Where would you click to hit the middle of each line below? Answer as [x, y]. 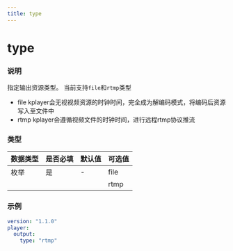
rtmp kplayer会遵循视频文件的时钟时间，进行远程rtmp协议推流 [106, 120]
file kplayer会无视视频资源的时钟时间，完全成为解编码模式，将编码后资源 [121, 102]
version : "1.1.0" [32, 221]
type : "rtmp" [39, 241]
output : [25, 234]
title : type [24, 14]
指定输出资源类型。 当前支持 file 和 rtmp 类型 [70, 88]
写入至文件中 [35, 111]
